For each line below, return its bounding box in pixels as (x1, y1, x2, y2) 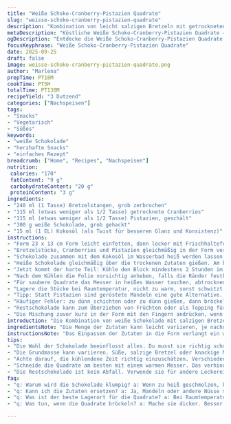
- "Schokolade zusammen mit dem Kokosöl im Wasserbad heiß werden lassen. (7, 253, 226, 260)
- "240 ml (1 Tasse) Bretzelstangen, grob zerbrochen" (7, 202, 168, 209)
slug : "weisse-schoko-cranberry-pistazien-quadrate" (7, 17, 162, 23)
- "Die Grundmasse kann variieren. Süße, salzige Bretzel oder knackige (7, 349, 220, 357)
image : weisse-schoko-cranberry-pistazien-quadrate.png (7, 61, 170, 68)
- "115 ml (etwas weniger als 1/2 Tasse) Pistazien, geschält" (7, 215, 192, 222)
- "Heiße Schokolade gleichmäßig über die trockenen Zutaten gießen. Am (7, 259, 220, 266)
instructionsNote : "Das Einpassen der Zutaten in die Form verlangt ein (7, 330, 220, 337)
